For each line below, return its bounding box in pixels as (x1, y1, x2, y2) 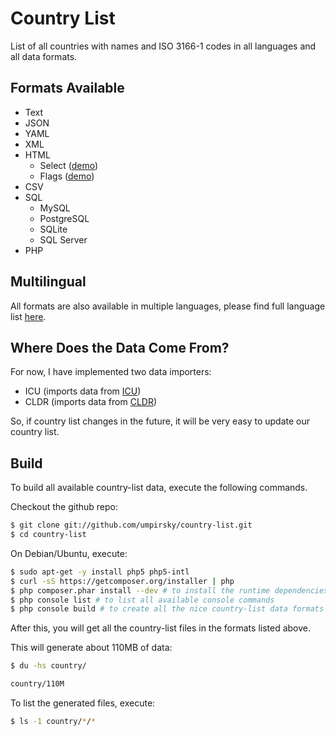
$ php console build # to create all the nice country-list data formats (10, 604, 325, 614)
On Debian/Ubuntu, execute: (10, 547, 128, 559)
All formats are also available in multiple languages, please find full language (10, 300, 326, 312)
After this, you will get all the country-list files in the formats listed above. (10, 622, 312, 634)
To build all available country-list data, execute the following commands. (10, 482, 308, 494)
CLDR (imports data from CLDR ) (24, 396, 158, 408)
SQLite (39, 223, 68, 235)
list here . (10, 310, 47, 322)
